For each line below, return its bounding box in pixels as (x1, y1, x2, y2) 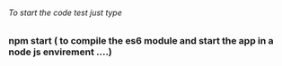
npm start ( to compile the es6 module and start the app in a (8, 35, 275, 47)
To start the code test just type (8, 7, 123, 18)
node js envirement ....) (8, 45, 113, 58)
